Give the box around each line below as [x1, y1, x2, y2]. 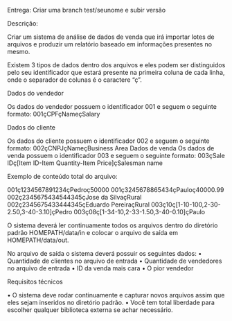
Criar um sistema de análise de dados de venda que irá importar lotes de [7, 33, 215, 41]
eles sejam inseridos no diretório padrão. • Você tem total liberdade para [7, 298, 215, 306]
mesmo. [7, 48, 30, 55]
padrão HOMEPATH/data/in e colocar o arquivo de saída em [7, 229, 179, 236]
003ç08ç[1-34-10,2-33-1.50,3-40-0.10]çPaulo [73, 208, 206, 216]
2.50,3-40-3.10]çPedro [7, 208, 73, 216]
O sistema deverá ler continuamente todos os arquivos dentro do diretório [7, 221, 218, 229]
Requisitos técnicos [7, 277, 64, 286]
